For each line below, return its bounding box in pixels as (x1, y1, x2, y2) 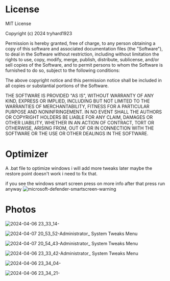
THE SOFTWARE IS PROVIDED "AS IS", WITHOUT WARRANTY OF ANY (5, 92, 154, 98)
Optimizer (5, 148, 48, 160)
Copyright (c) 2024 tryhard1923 (5, 30, 72, 36)
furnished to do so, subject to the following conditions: (5, 67, 120, 73)
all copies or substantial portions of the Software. (5, 83, 109, 89)
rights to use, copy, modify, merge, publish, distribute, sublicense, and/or (5, 56, 159, 62)
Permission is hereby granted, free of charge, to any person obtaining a (5, 40, 156, 46)
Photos (5, 204, 36, 215)
